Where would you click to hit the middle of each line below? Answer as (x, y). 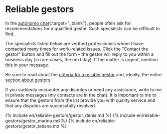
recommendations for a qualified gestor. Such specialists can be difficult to (83, 28)
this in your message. (27, 65)
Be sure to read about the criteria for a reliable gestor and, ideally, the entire (83, 74)
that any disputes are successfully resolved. (51, 105)
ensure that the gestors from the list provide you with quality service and (80, 100)
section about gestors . (28, 80)
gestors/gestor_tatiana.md (32, 126)
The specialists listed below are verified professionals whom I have (74, 43)
